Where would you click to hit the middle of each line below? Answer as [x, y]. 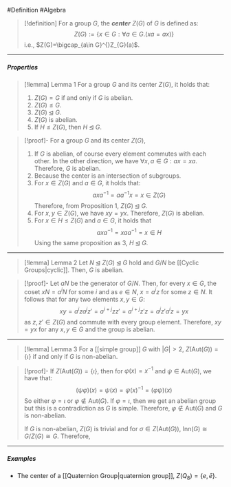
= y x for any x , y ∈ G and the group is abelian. [89, 329]
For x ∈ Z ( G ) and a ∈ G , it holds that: [87, 183]
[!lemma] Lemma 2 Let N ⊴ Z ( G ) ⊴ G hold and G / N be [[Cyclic [111, 263]
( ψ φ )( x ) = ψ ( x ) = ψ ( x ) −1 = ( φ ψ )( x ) [124, 390]
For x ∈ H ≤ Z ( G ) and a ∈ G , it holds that [92, 220]
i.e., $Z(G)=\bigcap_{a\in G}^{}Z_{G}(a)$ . [82, 45]
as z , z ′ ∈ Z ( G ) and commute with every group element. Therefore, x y [123, 322]
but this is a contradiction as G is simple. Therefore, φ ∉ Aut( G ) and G [123, 408]
